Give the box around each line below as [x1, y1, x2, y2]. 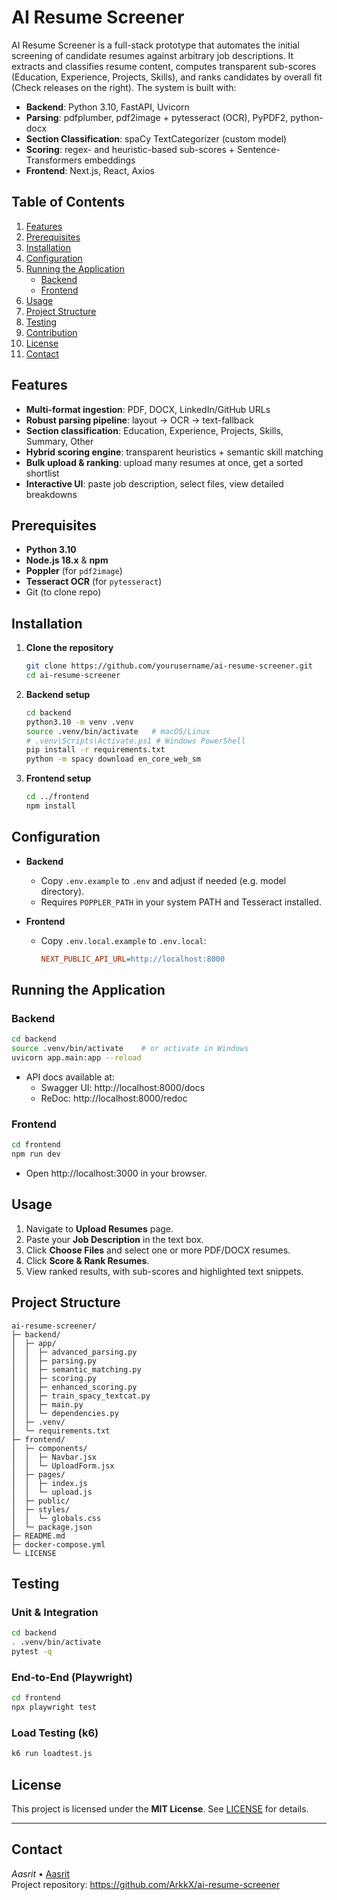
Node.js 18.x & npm [25, 554, 109, 566]
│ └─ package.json [11, 1522, 93, 1532]
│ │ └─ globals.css [11, 1513, 102, 1523]
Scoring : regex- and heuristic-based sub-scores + [25, 143, 236, 155]
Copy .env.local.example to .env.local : [40, 934, 207, 946]
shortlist [25, 467, 60, 479]
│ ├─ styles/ [11, 1504, 71, 1515]
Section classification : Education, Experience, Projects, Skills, [25, 424, 284, 436]
